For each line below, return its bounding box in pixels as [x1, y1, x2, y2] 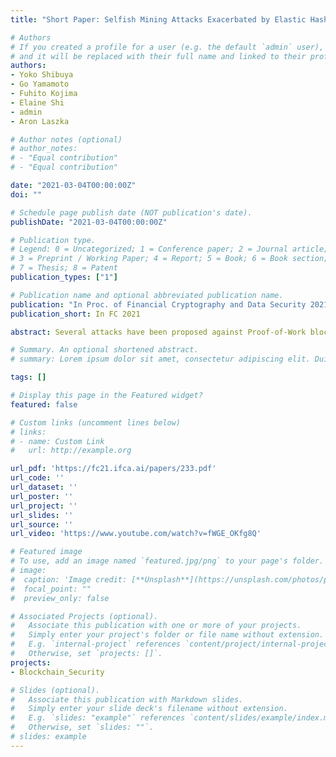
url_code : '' [10, 473, 65, 483]
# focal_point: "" [10, 584, 92, 594]
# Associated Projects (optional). [10, 611, 159, 621]
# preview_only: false [10, 593, 110, 603]
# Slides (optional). [10, 685, 101, 695]
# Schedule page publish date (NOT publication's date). [10, 207, 253, 218]
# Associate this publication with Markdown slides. [10, 694, 244, 705]
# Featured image [10, 547, 83, 557]
